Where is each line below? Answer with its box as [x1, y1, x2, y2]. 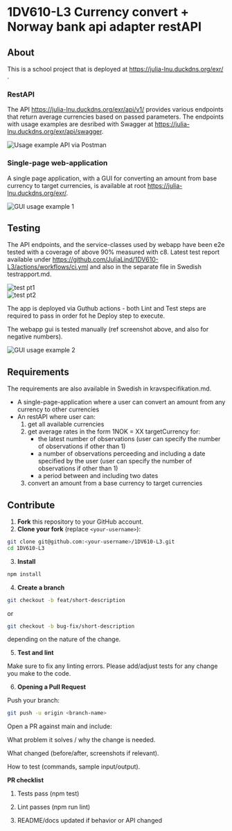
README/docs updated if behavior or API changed [17, 816, 163, 825]
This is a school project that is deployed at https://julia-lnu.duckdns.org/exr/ [7, 65, 224, 73]
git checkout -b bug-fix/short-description [7, 622, 135, 630]
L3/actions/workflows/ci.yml [7, 263, 89, 271]
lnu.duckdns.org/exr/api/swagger [7, 128, 102, 136]
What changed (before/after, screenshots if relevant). [7, 749, 159, 757]
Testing [7, 222, 41, 234]
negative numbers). [7, 332, 63, 341]
